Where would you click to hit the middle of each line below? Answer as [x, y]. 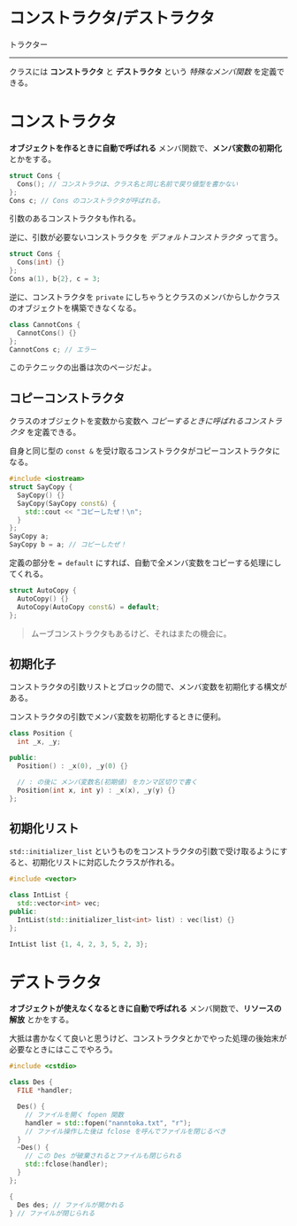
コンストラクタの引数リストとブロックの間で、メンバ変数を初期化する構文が [148, 687]
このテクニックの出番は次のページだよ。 [83, 368]
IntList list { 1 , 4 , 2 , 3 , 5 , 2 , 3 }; [79, 944]
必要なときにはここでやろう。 [63, 1050]
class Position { [41, 733]
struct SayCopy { [41, 487]
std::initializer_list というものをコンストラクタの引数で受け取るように [145, 851]
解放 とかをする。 [41, 1020]
